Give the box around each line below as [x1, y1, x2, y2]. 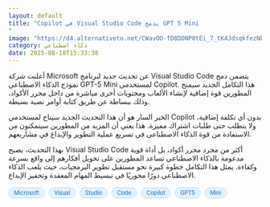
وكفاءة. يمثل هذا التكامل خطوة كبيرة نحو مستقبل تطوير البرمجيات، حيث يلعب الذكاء [8, 162, 257, 171]
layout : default [8, 11, 63, 20]
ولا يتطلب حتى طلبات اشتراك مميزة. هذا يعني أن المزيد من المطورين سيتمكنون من [8, 121, 256, 130]
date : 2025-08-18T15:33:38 [8, 49, 99, 57]
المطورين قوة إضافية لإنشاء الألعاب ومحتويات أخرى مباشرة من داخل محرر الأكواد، [8, 88, 252, 97]
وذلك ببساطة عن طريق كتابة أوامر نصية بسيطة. [8, 97, 150, 106]
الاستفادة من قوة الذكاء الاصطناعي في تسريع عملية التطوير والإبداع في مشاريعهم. [8, 129, 252, 139]
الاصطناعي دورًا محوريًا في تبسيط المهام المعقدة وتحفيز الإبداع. [8, 170, 196, 180]
